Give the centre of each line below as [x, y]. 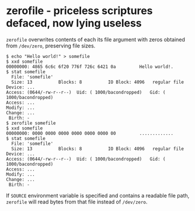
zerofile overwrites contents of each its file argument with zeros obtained [96, 39]
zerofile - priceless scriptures [79, 11]
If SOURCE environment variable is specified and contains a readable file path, [98, 195]
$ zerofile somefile [31, 123]
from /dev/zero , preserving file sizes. [51, 46]
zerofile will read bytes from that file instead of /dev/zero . [77, 202]
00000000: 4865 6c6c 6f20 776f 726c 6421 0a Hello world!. [90, 67]
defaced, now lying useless [74, 23]
